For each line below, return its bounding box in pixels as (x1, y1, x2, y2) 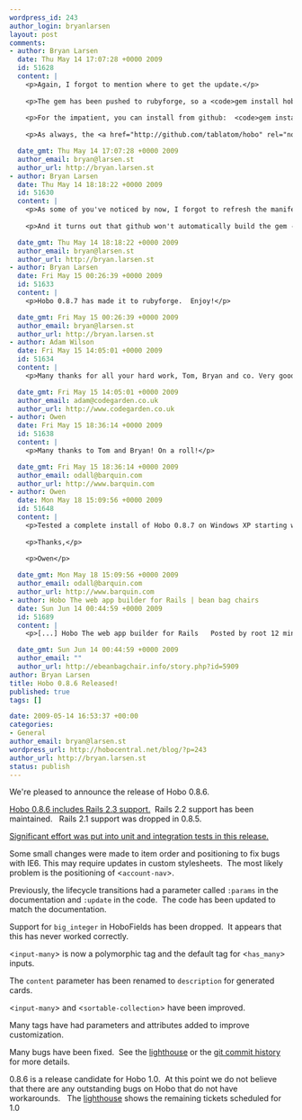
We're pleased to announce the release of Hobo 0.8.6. (9, 786, 209, 797)
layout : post (9, 30, 58, 39)
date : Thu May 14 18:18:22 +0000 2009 (17, 180, 164, 189)
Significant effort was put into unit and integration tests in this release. (9, 831, 270, 842)
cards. (9, 985, 33, 996)
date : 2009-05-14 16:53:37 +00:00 (9, 712, 139, 721)
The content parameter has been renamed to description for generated (9, 975, 275, 986)
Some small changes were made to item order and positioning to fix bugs (9, 848, 280, 859)
